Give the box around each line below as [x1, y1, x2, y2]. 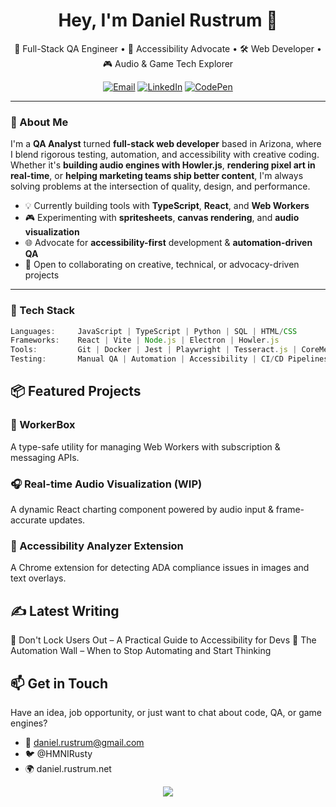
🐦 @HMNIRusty [24, 747, 93, 759]
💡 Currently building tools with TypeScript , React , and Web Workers [24, 200, 310, 212]
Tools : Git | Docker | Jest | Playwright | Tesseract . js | [10, 345, 298, 355]
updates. [48, 514, 86, 526]
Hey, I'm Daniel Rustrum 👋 [58, 9, 278, 32]
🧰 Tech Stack [10, 304, 76, 318]
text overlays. [10, 572, 67, 584]
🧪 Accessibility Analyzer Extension [10, 539, 184, 553]
